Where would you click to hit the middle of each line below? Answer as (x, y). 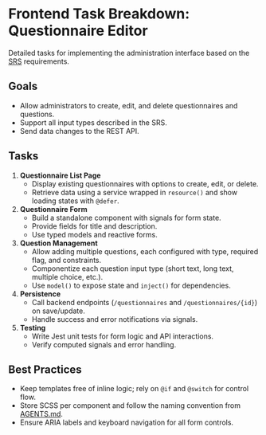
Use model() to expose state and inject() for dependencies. (131, 285)
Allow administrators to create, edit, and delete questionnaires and (129, 105)
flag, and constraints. (66, 260)
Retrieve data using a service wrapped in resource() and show (134, 192)
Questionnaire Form (53, 209)
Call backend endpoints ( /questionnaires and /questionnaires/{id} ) (145, 302)
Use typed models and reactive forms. (94, 234)
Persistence (40, 294)
